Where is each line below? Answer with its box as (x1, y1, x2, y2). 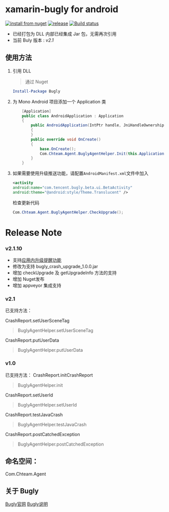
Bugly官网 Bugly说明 (5, 501, 48, 507)
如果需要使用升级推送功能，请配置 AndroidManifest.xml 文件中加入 (12, 170, 149, 176)
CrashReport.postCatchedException (5, 431, 80, 437)
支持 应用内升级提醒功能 (12, 257, 62, 263)
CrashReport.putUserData (5, 337, 60, 343)
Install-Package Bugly (12, 89, 61, 94)
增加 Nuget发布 (12, 276, 44, 282)
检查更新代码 (12, 199, 39, 206)
